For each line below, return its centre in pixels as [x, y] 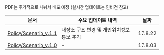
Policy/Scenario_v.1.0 [32, 45]
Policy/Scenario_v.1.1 [32, 33]
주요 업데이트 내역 [97, 20]
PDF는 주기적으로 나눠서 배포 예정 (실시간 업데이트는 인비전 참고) [67, 7]
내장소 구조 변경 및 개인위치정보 [96, 30]
